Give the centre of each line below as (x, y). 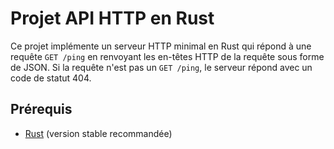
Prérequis (41, 109)
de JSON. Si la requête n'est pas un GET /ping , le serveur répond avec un (161, 67)
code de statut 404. (51, 78)
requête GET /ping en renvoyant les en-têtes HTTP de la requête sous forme (167, 56)
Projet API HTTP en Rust (112, 18)
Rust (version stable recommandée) (98, 133)
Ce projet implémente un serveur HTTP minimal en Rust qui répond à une (161, 46)
